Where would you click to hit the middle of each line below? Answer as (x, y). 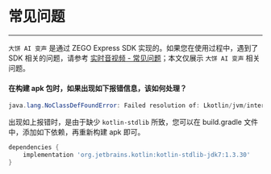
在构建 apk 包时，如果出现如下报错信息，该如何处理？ (98, 88)
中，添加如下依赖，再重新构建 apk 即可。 (77, 132)
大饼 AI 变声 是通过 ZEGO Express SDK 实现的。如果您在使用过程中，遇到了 (133, 48)
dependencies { (34, 147)
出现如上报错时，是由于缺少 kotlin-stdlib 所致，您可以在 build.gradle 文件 (133, 122)
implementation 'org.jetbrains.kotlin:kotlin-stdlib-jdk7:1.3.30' (137, 155)
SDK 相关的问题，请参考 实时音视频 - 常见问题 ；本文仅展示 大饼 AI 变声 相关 (134, 58)
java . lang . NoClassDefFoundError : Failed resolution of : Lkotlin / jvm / (128, 106)
